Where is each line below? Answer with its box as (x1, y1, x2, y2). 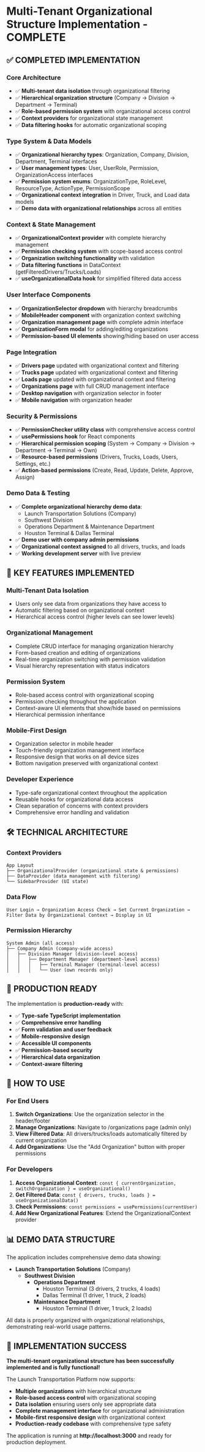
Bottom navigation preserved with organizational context (15, 760, 158, 767)
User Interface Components (6, 290, 91, 299)
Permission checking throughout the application (15, 698, 136, 705)
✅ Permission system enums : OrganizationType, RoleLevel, (15, 178, 167, 185)
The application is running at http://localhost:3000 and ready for (6, 1432, 172, 1440)
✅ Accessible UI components (15, 1039, 92, 1047)
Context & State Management (6, 220, 96, 229)
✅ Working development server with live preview (15, 549, 142, 557)
